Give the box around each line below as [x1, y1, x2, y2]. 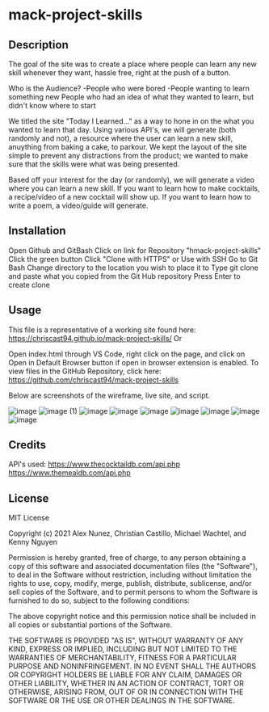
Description [8, 38, 69, 52]
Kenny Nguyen [8, 537, 58, 547]
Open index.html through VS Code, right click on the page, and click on [8, 349, 246, 359]
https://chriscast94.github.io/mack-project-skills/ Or [8, 333, 183, 343]
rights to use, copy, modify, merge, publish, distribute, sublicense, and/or [8, 579, 252, 588]
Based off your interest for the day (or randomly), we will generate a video [8, 175, 254, 184]
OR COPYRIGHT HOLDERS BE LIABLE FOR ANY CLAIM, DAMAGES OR [8, 670, 242, 680]
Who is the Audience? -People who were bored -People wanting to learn [8, 83, 250, 93]
